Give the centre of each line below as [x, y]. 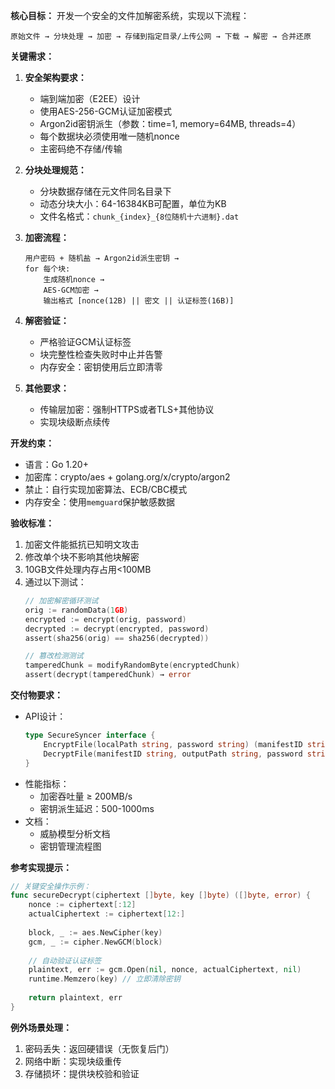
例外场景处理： [41, 1027]
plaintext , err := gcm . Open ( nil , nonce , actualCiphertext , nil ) [165, 970]
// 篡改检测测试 [54, 656]
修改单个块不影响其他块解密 [82, 557]
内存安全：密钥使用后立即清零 [101, 367]
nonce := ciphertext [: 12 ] [82, 905]
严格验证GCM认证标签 [85, 342]
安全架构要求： [55, 77]
